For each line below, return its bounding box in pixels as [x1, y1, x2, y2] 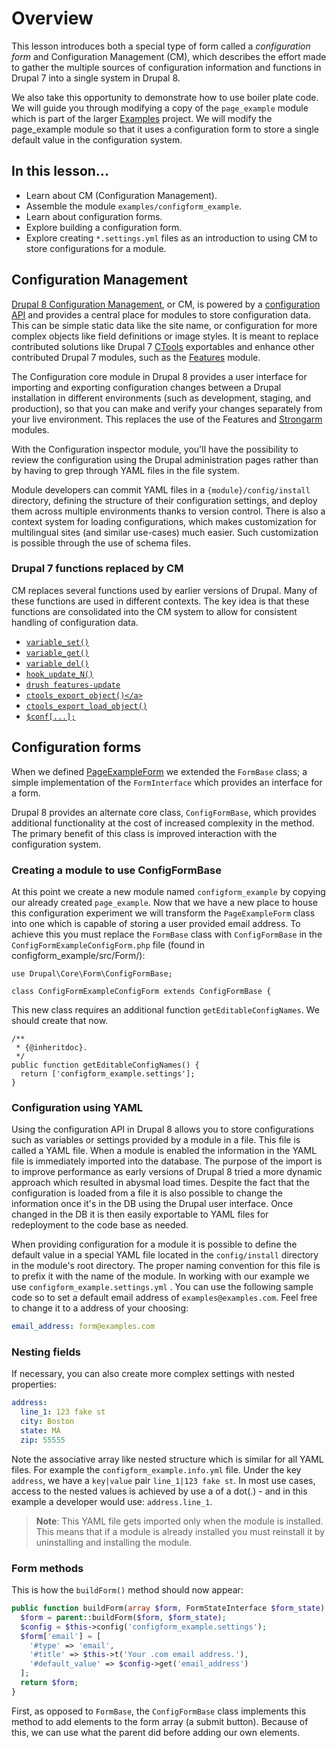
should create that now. [11, 1014, 109, 1026]
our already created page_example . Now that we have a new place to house [11, 896, 318, 908]
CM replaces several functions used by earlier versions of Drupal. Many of [11, 584, 318, 596]
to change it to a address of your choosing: [11, 1302, 189, 1314]
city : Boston [20, 1417, 75, 1427]
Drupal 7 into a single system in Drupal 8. [11, 72, 181, 84]
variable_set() [25, 637, 90, 647]
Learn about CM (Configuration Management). [25, 189, 218, 201]
